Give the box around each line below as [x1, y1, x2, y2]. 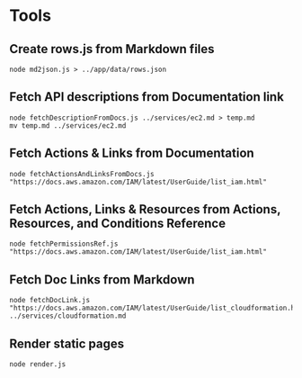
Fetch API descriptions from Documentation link [9, 89, 285, 104]
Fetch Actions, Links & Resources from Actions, [9, 202, 281, 217]
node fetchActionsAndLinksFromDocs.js [9, 169, 155, 178]
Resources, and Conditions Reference [9, 216, 226, 231]
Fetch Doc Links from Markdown [9, 272, 195, 287]
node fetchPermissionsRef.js [9, 239, 119, 248]
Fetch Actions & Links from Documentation [9, 146, 254, 161]
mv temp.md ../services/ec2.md [9, 121, 127, 130]
